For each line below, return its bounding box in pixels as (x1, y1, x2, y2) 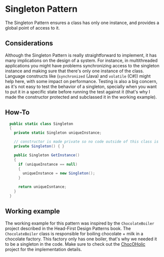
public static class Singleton (9, 121, 73, 126)
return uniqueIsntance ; (18, 184, 67, 190)
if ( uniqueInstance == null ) (18, 162, 78, 167)
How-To (5, 108, 30, 116)
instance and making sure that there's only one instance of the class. (5, 68, 144, 74)
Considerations (5, 39, 53, 48)
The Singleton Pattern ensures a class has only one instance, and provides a (5, 20, 160, 26)
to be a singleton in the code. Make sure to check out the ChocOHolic (5, 241, 146, 247)
